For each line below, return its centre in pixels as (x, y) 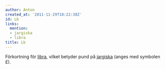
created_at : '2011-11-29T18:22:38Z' (44, 14)
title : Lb (16, 42)
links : (12, 24)
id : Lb (12, 19)
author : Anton (20, 10)
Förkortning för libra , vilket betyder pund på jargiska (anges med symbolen (83, 56)
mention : (19, 28)
